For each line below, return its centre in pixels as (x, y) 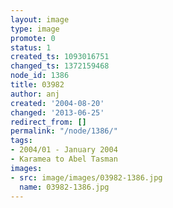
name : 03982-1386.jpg (64, 187)
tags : (21, 141)
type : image (35, 29)
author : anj (35, 94)
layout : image (40, 19)
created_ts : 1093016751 (60, 57)
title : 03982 (37, 85)
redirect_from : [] (48, 122)
